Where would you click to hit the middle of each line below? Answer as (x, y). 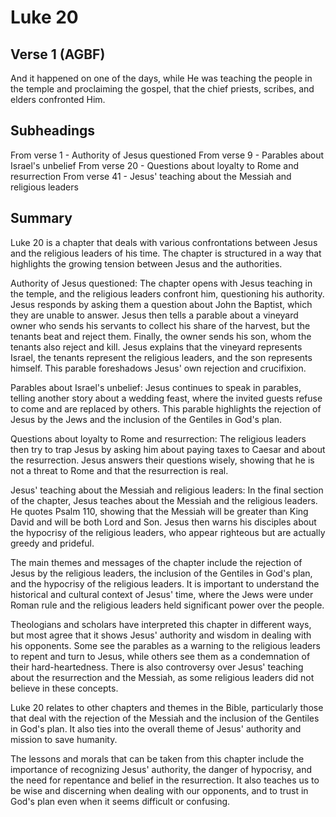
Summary (41, 218)
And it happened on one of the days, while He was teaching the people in (161, 78)
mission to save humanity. (64, 739)
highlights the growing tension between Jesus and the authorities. (146, 263)
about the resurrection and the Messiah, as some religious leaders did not (162, 677)
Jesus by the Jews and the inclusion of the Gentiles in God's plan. (146, 419)
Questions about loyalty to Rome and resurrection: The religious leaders (158, 438)
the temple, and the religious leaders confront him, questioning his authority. (167, 293)
